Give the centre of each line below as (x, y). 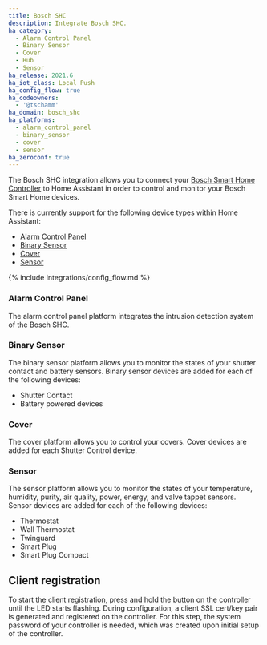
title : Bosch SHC (37, 16)
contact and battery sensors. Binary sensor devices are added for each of (130, 371)
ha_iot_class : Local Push (51, 83)
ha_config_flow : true (44, 90)
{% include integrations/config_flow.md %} (79, 278)
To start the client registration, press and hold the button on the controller (129, 600)
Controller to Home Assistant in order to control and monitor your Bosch (127, 188)
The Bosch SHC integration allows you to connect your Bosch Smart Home (131, 180)
